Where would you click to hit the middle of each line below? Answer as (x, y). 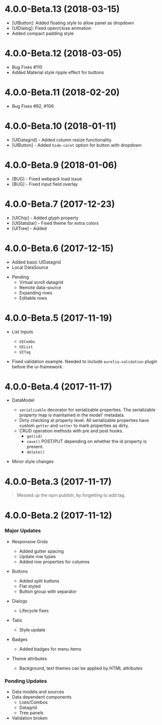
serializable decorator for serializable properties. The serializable (87, 410)
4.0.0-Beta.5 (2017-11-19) (58, 318)
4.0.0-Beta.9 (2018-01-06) (61, 165)
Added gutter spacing (41, 551)
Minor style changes (33, 462)
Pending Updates (26, 681)
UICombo (27, 342)
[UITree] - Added (29, 228)
